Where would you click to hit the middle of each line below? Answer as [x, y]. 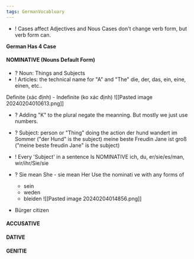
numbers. [26, 121]
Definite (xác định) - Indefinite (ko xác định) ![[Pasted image [79, 97]
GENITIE [17, 251]
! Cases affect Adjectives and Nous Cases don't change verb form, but [101, 28]
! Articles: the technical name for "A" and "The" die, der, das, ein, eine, [100, 79]
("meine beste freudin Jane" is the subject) [67, 145]
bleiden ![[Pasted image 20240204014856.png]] [83, 199]
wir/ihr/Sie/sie [32, 163]
